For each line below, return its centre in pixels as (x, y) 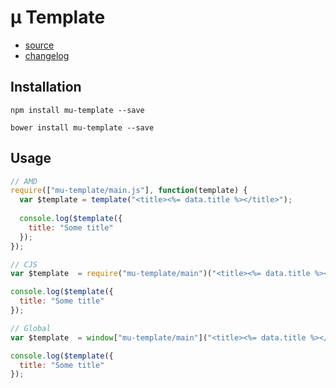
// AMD (24, 181)
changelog (47, 55)
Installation (46, 87)
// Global (31, 328)
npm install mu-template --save (77, 110)
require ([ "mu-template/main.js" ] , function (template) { (129, 191)
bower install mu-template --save (82, 127)
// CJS (24, 264)
